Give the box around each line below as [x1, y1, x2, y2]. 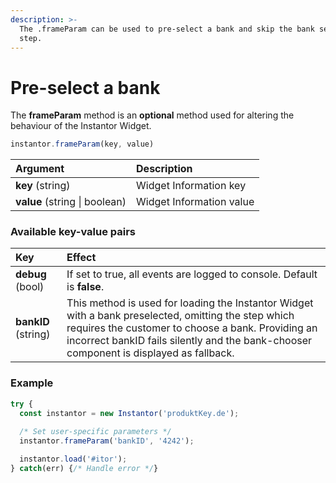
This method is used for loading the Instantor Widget [66, 296, 314, 310]
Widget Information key [136, 179, 247, 193]
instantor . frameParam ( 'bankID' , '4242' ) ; [19, 436, 195, 446]
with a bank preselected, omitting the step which [66, 309, 295, 323]
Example [10, 376, 54, 390]
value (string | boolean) [15, 195, 127, 209]
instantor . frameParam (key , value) [10, 139, 155, 150]
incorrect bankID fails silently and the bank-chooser [66, 334, 313, 348]
